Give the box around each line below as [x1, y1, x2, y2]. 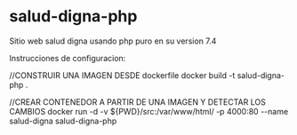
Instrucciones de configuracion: [9, 52, 126, 63]
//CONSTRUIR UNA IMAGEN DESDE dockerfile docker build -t [9, 69, 236, 81]
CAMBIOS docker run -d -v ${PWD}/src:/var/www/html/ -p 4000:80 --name [9, 106, 289, 116]
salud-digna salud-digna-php [9, 115, 117, 126]
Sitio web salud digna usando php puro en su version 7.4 [9, 36, 217, 46]
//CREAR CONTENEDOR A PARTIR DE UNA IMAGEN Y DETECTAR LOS [9, 96, 267, 107]
